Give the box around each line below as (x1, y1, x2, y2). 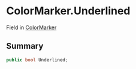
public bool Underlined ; (6, 57, 68, 63)
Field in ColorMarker (6, 24, 57, 31)
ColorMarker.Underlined (6, 4, 131, 18)
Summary (6, 41, 44, 51)
